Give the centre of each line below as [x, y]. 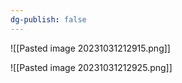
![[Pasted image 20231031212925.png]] [91, 67]
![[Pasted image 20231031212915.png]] [90, 48]
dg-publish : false [48, 19]
